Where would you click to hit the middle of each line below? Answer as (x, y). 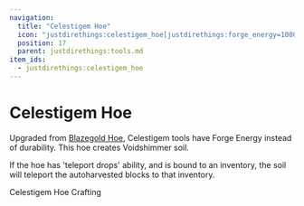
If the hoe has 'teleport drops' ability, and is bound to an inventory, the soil (148, 164)
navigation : (32, 18)
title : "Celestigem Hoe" (64, 26)
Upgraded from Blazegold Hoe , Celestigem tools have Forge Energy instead (151, 137)
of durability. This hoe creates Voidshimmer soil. (100, 147)
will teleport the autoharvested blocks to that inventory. (112, 174)
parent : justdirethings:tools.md (81, 51)
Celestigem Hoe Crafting (56, 192)
